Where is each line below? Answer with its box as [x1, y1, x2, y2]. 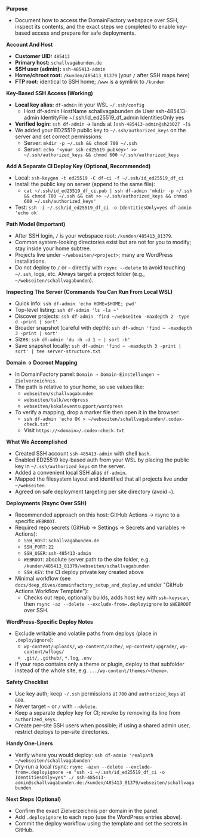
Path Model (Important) [6, 221, 66, 227]
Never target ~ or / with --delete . [14, 703, 97, 710]
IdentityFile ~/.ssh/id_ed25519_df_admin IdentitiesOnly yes [40, 114, 184, 121]
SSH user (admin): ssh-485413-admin [14, 65, 106, 72]
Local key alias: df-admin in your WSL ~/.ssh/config [14, 101, 144, 108]
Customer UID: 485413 [14, 53, 70, 59]
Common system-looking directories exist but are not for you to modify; [14, 239, 192, 245]
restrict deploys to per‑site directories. [14, 728, 109, 735]
